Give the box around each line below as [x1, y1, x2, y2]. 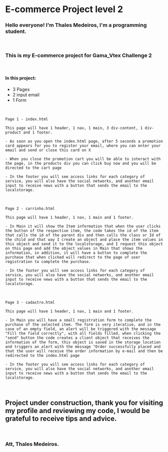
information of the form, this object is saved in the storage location [5, 340, 161, 345]
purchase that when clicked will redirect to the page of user [5, 254, 141, 260]
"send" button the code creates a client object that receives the [5, 335, 150, 340]
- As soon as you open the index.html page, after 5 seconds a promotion [5, 139, 163, 144]
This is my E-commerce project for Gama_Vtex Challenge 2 [5, 52, 152, 59]
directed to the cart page [5, 165, 62, 170]
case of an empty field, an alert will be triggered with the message [5, 326, 156, 332]
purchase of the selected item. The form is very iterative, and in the [5, 322, 161, 327]
